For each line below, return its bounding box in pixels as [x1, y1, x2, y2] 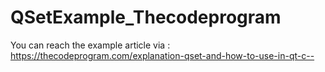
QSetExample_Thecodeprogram [10, 6, 282, 29]
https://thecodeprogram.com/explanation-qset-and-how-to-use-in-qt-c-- [10, 49, 315, 61]
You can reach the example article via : [10, 39, 171, 51]
